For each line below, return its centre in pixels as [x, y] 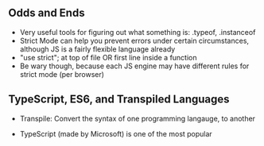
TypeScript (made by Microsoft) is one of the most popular [116, 133]
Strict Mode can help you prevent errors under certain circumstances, [134, 40]
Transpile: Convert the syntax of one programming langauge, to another [138, 118]
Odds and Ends [47, 13]
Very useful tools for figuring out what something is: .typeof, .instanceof [138, 32]
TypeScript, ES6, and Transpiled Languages [119, 100]
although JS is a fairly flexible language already [97, 49]
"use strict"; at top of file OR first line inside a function [108, 57]
